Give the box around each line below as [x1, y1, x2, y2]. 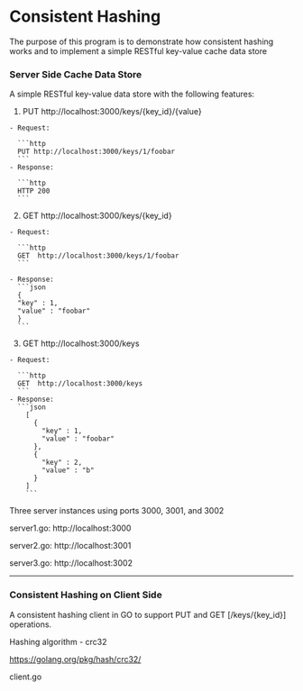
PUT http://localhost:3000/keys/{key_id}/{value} [22, 106, 202, 117]
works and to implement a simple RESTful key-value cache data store [9, 45, 268, 56]
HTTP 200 [17, 186, 50, 195]
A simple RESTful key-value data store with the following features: [9, 88, 255, 100]
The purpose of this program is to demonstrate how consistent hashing [9, 36, 274, 47]
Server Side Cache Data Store [9, 68, 142, 80]
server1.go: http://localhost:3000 [9, 523, 132, 533]
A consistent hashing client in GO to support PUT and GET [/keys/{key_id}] [9, 609, 287, 620]
